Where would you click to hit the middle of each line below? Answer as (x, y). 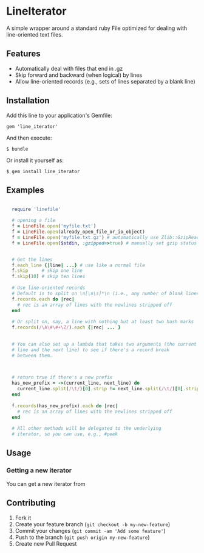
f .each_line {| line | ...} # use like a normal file (79, 265)
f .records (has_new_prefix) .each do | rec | (65, 406)
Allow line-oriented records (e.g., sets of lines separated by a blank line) (105, 81)
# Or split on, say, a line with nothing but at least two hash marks (103, 322)
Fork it (23, 518)
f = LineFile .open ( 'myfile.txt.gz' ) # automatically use (85, 237)
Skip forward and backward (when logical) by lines (79, 75)
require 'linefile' (36, 209)
